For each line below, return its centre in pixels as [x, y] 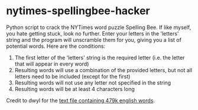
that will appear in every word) [52, 64]
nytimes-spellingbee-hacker [78, 11]
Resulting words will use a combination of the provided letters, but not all [103, 70]
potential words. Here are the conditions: [56, 46]
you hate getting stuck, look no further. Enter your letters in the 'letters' [92, 33]
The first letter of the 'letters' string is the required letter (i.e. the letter [100, 57]
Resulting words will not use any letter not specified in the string [93, 82]
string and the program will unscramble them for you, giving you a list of [94, 40]
